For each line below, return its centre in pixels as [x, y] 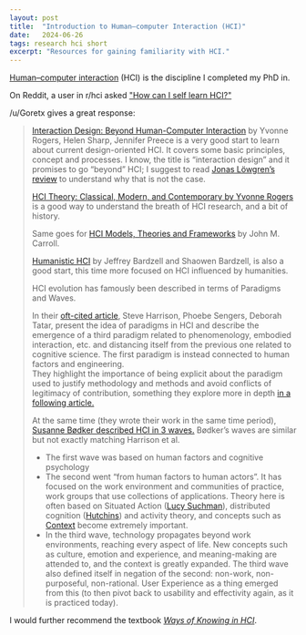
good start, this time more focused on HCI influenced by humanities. [160, 271]
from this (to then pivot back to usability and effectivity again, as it [169, 593]
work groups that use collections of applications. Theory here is [165, 497]
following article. [63, 403]
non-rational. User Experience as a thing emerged [184, 583]
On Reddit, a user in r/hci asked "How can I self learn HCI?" [121, 96]
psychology [67, 467]
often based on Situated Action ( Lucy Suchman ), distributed [158, 506]
